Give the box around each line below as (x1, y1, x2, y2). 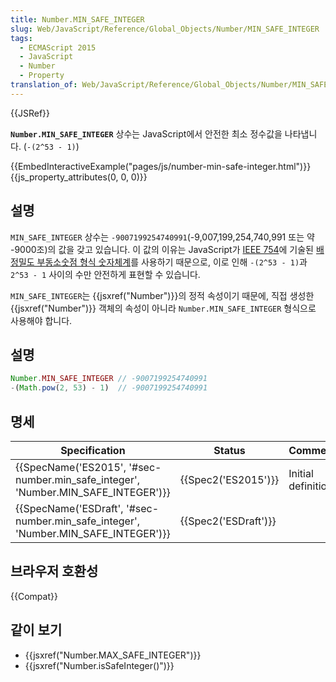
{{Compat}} (10, 590, 58, 602)
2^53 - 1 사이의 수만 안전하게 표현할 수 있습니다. (10, 268, 201, 280)
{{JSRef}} (10, 107, 50, 119)
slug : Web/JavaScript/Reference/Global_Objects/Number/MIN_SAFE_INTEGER (10, 24, 320, 34)
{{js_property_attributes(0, (10, 171, 119, 183)
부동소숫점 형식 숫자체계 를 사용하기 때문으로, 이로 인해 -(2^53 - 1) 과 (36, 256, 308, 268)
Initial (288, 466, 314, 480)
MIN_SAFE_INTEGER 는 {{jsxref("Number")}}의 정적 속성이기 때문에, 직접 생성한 (10, 289, 315, 301)
